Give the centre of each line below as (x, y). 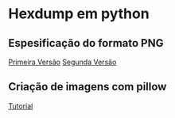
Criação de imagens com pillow (87, 87)
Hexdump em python (79, 14)
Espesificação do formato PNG (86, 43)
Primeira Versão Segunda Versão (62, 62)
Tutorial (21, 106)
